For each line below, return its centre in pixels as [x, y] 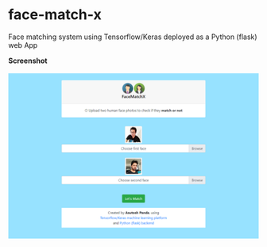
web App [23, 45]
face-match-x [55, 15]
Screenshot [28, 61]
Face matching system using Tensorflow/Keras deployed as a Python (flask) [133, 37]
